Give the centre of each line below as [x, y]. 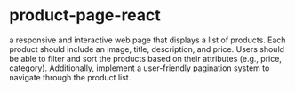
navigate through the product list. [70, 77]
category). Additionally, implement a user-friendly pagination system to [140, 68]
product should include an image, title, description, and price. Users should [147, 49]
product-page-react [85, 15]
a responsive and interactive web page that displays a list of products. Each [147, 40]
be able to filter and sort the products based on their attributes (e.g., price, [146, 58]
